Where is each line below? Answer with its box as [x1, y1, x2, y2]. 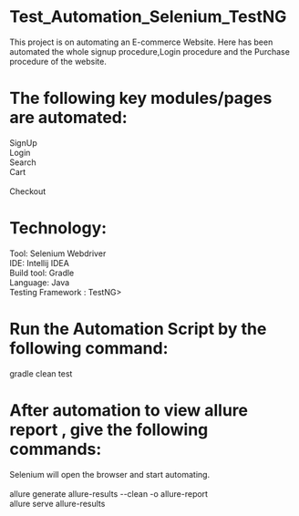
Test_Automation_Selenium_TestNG [9, 6, 287, 27]
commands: [9, 439, 102, 459]
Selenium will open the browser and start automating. [9, 469, 211, 480]
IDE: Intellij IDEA [9, 257, 70, 268]
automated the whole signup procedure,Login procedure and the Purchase [9, 46, 290, 57]
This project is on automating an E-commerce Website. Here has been [9, 36, 273, 47]
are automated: [9, 108, 128, 129]
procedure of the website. [9, 56, 107, 67]
